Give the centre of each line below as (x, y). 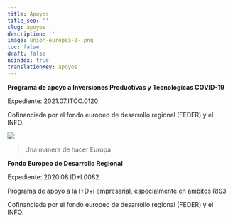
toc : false (23, 47)
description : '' (31, 34)
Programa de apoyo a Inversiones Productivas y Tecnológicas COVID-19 (116, 87)
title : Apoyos (28, 14)
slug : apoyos (27, 27)
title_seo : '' (28, 21)
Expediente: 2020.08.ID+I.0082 (53, 177)
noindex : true (28, 60)
